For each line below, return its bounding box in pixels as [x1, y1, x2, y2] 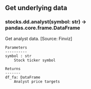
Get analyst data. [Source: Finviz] [5, 36, 72, 41]
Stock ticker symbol [14, 58, 56, 63]
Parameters [5, 45, 27, 50]
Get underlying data [5, 4, 68, 12]
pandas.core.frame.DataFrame [5, 24, 81, 31]
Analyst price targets [14, 79, 60, 84]
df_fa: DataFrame [5, 75, 41, 80]
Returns [5, 66, 21, 71]
